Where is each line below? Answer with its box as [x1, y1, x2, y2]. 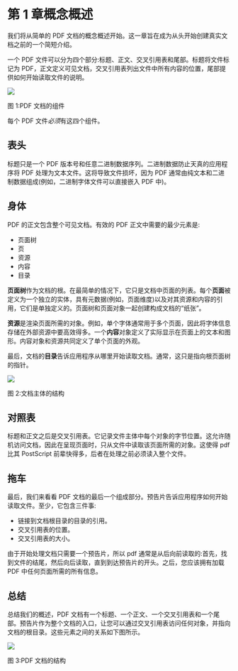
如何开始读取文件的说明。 [13, 72, 89, 82]
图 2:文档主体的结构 [7, 388, 65, 398]
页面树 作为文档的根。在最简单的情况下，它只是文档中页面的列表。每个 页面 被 [7, 285, 231, 295]
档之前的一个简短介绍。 [7, 40, 76, 48]
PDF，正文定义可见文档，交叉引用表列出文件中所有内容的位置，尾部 [21, 64, 220, 72]
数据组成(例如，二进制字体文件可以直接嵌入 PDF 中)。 [13, 177, 171, 185]
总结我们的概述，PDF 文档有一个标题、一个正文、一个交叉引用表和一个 [7, 610, 214, 618]
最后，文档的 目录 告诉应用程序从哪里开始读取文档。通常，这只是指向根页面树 [7, 351, 231, 360]
